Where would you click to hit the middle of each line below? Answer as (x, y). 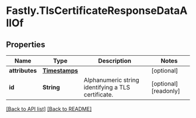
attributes (23, 71)
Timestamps (60, 71)
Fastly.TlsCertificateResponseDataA (97, 11)
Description (115, 61)
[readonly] (166, 91)
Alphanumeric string (111, 80)
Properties (26, 44)
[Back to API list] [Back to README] (49, 109)
